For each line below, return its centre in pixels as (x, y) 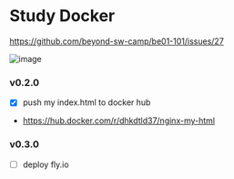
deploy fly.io (46, 164)
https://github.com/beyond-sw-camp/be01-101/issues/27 (117, 41)
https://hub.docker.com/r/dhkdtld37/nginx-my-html (119, 121)
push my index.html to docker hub (86, 102)
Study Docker (62, 16)
